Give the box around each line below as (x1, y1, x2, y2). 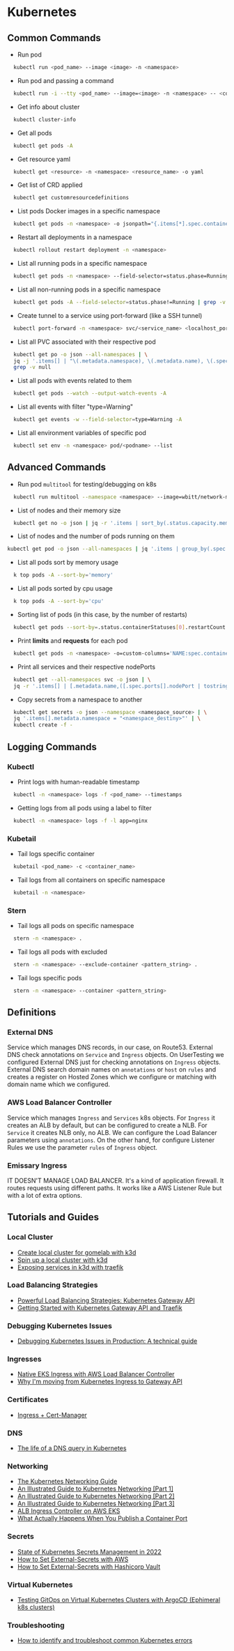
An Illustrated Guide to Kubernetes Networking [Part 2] (17, 1492, 175, 1500)
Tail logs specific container (17, 849, 95, 858)
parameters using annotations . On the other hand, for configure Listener (7, 1136, 214, 1144)
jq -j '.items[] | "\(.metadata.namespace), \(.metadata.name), (13, 357, 204, 365)
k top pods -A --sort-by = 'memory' (13, 572, 114, 579)
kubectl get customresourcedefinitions (13, 195, 130, 201)
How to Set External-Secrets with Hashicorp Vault (17, 1562, 161, 1571)
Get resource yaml (17, 155, 71, 163)
